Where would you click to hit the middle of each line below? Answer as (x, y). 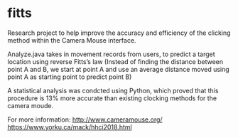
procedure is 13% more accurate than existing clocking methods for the (112, 98)
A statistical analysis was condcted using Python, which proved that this (113, 90)
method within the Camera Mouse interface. (72, 40)
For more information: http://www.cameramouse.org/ (85, 120)
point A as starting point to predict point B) (70, 77)
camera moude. (31, 105)
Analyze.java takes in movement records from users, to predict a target (111, 54)
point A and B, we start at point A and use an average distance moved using (118, 69)
